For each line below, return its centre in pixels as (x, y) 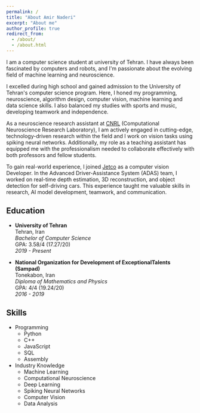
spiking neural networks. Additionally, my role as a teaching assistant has (96, 142)
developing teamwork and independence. (57, 112)
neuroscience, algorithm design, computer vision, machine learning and (95, 99)
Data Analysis (41, 403)
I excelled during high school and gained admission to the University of (93, 86)
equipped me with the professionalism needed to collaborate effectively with (100, 149)
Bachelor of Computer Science (53, 238)
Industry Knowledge (40, 365)
